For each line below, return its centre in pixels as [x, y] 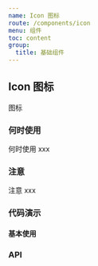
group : [19, 45]
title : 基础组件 [40, 53]
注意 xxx [22, 190]
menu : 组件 [25, 30]
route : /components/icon [49, 23]
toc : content [30, 38]
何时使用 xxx [29, 149]
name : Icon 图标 [34, 16]
